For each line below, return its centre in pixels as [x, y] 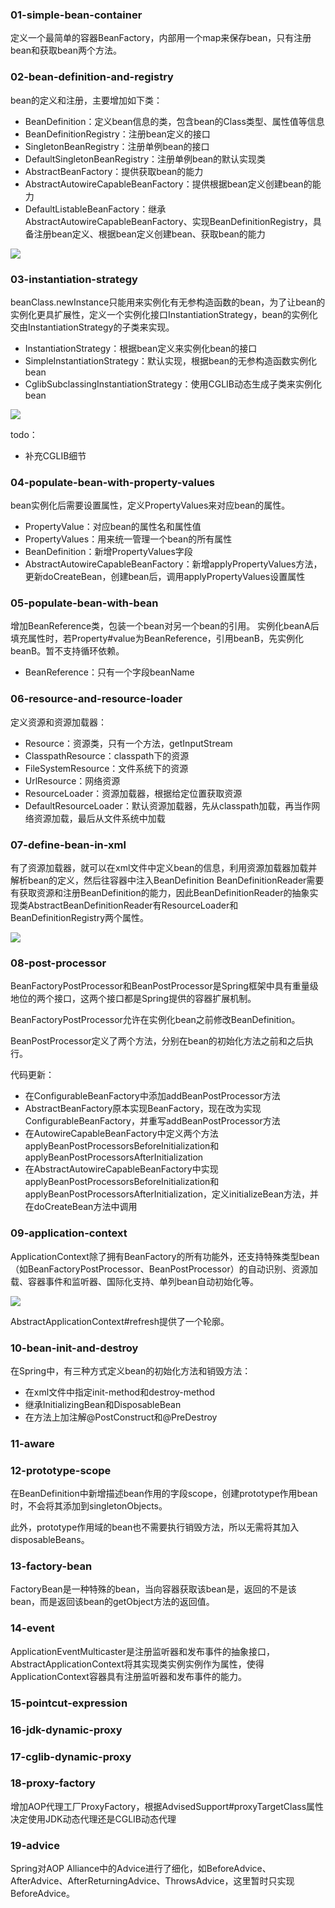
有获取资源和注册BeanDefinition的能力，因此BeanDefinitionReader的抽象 [160, 893]
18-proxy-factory [53, 1783]
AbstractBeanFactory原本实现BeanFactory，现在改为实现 [143, 1109]
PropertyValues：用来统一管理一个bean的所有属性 [128, 539]
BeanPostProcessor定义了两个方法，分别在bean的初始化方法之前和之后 [157, 1041]
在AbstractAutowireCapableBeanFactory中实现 [121, 1169]
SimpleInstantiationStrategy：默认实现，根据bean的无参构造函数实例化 [170, 360]
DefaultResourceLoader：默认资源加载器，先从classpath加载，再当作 [168, 805]
